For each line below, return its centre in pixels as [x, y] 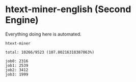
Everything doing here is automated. [43, 34]
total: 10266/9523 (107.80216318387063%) [50, 52]
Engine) [22, 20]
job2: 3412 [17, 70]
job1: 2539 [17, 65]
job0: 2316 [17, 61]
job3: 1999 [17, 74]
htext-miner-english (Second [68, 9]
